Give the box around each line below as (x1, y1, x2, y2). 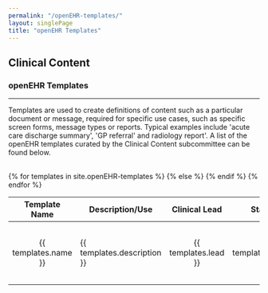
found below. (8, 148, 51, 158)
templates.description (80, 248, 162, 259)
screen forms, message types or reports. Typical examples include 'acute (8, 123, 250, 132)
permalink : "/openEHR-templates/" (8, 11, 124, 20)
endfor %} (8, 180, 42, 189)
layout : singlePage (8, 19, 73, 27)
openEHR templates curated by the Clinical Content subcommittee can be (8, 139, 250, 149)
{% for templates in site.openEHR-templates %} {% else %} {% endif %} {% (8, 172, 258, 182)
